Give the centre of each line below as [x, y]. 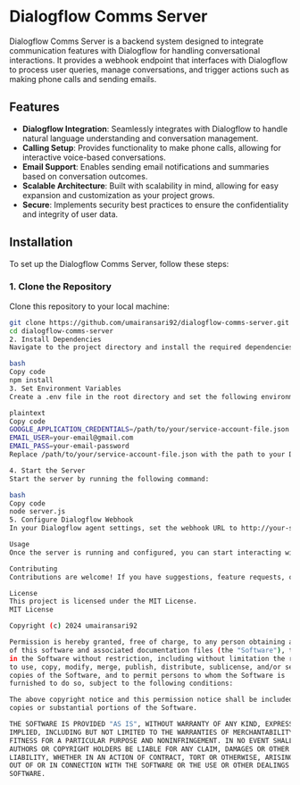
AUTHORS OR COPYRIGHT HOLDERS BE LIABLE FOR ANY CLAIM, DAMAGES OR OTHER [150, 749]
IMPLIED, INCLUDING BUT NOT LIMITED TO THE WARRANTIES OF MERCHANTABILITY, [153, 732]
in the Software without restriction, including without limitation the [147, 658]
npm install [31, 380]
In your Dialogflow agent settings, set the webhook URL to [124, 529]
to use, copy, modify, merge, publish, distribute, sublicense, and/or [145, 667]
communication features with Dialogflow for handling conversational [135, 50]
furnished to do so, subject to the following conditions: [121, 684]
